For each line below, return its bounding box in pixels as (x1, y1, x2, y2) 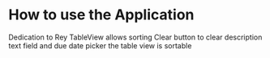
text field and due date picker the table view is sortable (8, 40, 192, 50)
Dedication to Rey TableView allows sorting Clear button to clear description (8, 32, 263, 42)
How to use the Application (8, 6, 195, 24)
